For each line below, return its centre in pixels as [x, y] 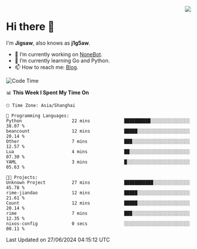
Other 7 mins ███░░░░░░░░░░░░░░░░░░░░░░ [98, 141]
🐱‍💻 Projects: [22, 177]
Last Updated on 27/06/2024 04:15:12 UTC [58, 240]
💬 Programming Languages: [38, 116]
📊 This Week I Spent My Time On [47, 92]
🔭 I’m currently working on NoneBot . [58, 54]
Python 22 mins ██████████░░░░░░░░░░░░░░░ [98, 121]
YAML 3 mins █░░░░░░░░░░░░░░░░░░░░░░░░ [98, 162]
